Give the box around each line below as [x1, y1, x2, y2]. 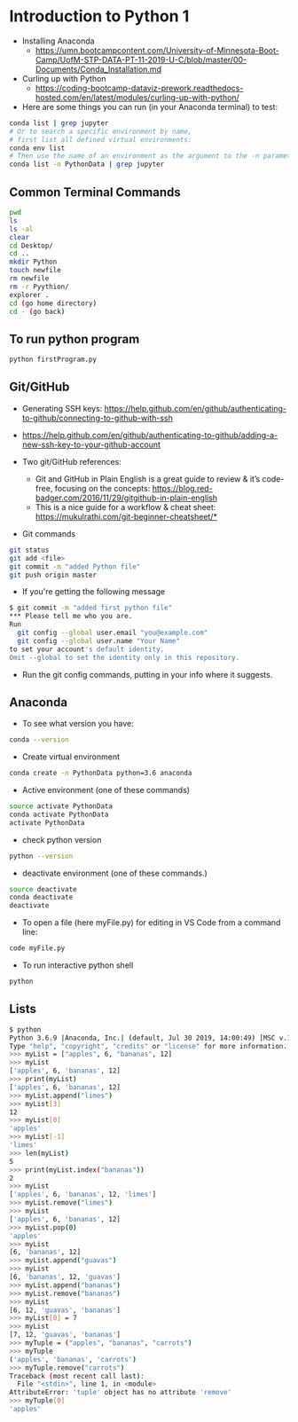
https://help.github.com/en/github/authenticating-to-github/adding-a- [21, 429, 278, 440]
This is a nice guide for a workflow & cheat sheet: [35, 501, 216, 512]
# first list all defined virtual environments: [9, 135, 192, 144]
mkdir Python [9, 257, 58, 267]
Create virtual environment [21, 751, 121, 762]
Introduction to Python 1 [9, 6, 190, 27]
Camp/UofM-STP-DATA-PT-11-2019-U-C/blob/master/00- [35, 54, 247, 65]
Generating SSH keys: [21, 403, 103, 413]
